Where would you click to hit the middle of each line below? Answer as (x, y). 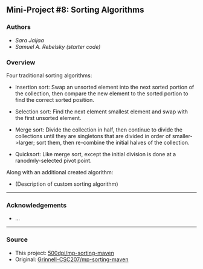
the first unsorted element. (48, 118)
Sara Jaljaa (29, 40)
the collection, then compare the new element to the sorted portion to (101, 93)
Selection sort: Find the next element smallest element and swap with (101, 112)
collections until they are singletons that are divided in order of (93, 136)
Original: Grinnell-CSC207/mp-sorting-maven (72, 259)
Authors (19, 27)
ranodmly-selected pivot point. (53, 160)
